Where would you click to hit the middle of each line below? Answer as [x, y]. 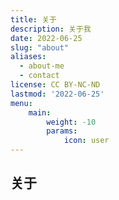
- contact [39, 76]
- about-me [42, 66]
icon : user [86, 141]
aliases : [28, 57]
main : [40, 112]
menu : [21, 103]
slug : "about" [40, 47]
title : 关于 [33, 19]
